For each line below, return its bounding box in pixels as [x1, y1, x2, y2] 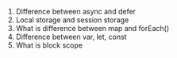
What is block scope [15, 41, 83, 50]
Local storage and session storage [15, 15, 129, 25]
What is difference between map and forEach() [15, 24, 170, 33]
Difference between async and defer [15, 7, 137, 16]
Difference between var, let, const [15, 32, 127, 41]
